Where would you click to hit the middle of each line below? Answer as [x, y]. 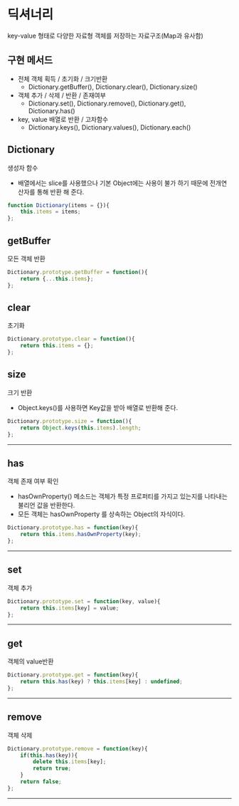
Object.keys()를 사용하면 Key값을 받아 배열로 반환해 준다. [98, 407]
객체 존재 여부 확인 [33, 481]
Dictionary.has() [52, 110]
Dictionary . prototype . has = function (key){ [73, 528]
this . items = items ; [51, 212]
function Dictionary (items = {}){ [59, 205]
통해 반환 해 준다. [60, 192]
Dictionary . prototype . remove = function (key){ [78, 748]
